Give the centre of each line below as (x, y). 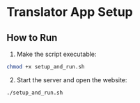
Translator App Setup (70, 12)
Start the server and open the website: (72, 79)
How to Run (32, 38)
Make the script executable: (56, 54)
